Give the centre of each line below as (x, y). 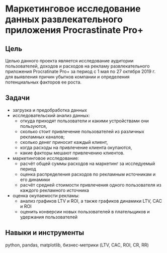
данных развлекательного (64, 19)
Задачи (18, 98)
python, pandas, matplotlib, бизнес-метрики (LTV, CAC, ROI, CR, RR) (77, 245)
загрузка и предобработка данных (50, 110)
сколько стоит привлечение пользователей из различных (82, 131)
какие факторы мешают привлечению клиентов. (72, 153)
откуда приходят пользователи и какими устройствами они (85, 121)
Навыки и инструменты (45, 233)
